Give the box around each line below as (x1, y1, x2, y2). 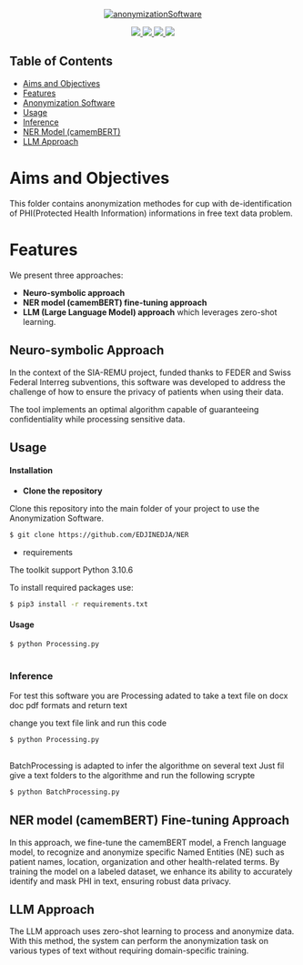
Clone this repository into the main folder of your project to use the (9, 503, 260, 514)
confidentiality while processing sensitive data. (9, 413, 186, 424)
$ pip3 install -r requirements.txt (9, 599, 148, 609)
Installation (9, 465, 53, 476)
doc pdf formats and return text (9, 700, 127, 711)
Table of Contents (9, 54, 114, 69)
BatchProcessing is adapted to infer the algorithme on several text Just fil (9, 760, 285, 771)
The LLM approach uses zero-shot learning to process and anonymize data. (9, 926, 295, 937)
